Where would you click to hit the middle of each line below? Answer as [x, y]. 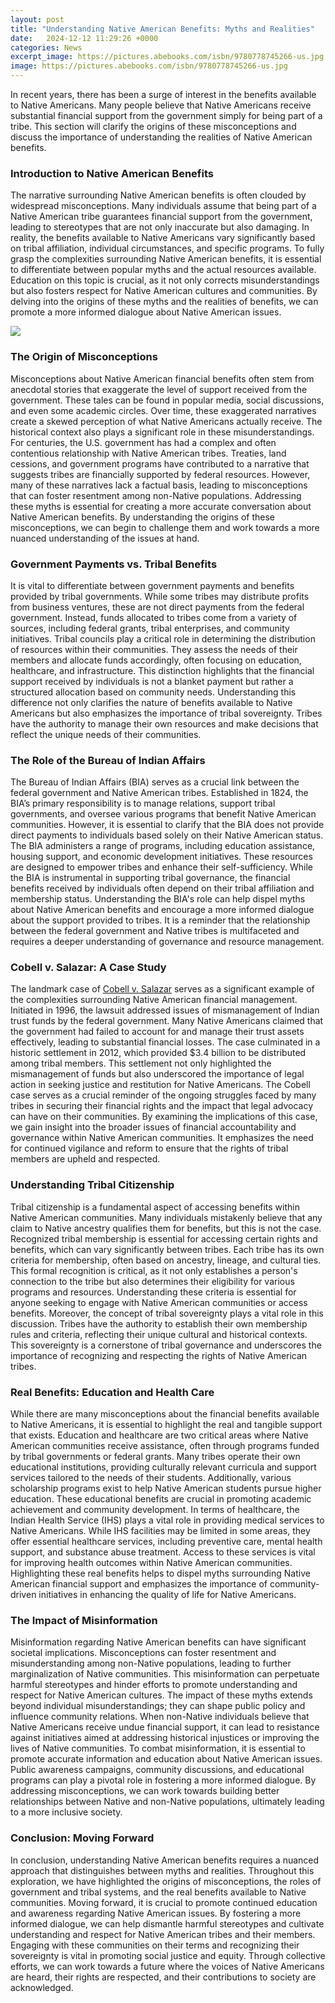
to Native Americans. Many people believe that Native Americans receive [161, 105]
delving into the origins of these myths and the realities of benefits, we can [164, 302]
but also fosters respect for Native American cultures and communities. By [164, 291]
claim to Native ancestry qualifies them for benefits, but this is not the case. [166, 1228]
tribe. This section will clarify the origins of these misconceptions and [153, 126]
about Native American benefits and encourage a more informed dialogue [162, 910]
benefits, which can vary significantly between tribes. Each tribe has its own [167, 1249]
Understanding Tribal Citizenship [92, 1185]
